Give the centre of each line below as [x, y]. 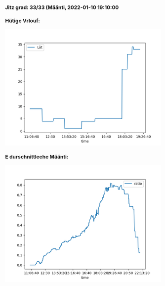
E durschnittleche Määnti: [37, 157]
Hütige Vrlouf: [23, 20]
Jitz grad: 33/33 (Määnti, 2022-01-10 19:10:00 [62, 7]
